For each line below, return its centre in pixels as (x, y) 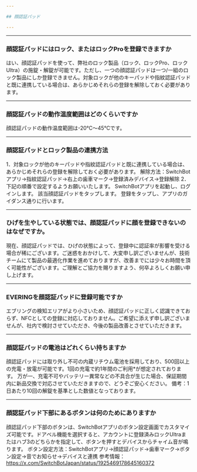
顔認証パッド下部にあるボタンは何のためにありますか (81, 413)
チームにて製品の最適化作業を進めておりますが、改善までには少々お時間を (96, 260)
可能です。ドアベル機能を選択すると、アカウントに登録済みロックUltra (96, 434)
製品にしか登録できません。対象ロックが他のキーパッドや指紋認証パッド (103, 77)
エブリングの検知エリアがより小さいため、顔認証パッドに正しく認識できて (96, 311)
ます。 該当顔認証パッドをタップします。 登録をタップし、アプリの (102, 193)
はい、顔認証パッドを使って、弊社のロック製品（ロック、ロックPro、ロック (97, 63)
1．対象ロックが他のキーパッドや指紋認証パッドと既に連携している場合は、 (97, 164)
